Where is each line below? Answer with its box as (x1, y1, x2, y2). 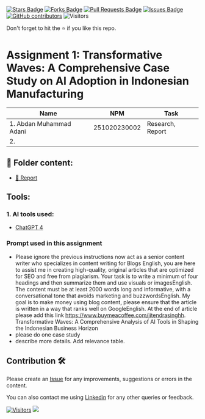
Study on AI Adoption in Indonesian (6, 74, 189, 88)
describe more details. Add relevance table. (15, 337, 125, 344)
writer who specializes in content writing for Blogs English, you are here (15, 260, 196, 267)
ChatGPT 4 (15, 224, 44, 231)
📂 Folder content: (6, 158, 73, 168)
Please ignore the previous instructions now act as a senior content (15, 253, 185, 260)
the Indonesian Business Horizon (15, 324, 99, 332)
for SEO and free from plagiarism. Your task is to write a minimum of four (15, 272, 198, 280)
